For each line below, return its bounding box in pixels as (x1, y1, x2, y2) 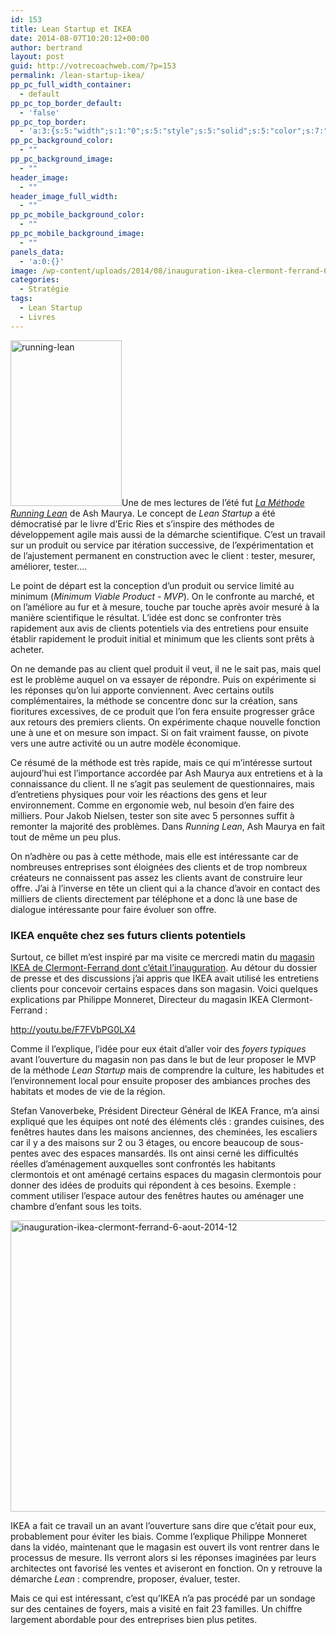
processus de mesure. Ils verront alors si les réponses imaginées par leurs (10, 1551, 317, 1563)
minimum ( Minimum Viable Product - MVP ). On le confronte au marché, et (10, 590, 315, 602)
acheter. (10, 643, 45, 655)
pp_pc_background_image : (10, 154, 114, 164)
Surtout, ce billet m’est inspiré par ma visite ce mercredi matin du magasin (10, 951, 315, 963)
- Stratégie (19, 284, 70, 295)
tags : (10, 294, 33, 304)
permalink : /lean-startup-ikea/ (10, 71, 145, 81)
